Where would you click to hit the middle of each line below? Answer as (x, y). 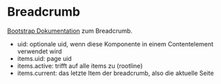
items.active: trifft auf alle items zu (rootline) (80, 66)
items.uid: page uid (45, 58)
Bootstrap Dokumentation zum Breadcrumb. (70, 31)
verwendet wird (39, 51)
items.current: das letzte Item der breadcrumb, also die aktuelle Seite (115, 73)
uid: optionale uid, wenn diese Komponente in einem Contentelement (115, 44)
